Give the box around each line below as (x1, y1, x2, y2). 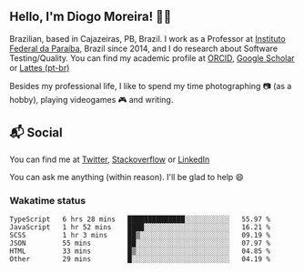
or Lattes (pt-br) (9, 62, 70, 73)
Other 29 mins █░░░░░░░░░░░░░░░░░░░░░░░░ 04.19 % (9, 254, 271, 264)
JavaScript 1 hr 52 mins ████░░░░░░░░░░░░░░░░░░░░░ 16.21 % (9, 222, 271, 232)
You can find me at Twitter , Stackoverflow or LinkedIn (9, 154, 210, 165)
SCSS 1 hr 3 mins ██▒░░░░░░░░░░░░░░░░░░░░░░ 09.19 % (9, 230, 271, 239)
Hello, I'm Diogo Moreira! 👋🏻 (9, 9, 172, 25)
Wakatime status (9, 194, 86, 207)
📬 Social (9, 125, 63, 141)
